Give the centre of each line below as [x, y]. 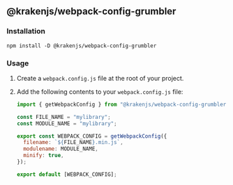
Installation [26, 31]
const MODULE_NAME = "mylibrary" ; [67, 123]
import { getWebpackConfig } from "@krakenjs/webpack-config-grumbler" [123, 104]
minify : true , [44, 156]
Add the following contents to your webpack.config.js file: [100, 91]
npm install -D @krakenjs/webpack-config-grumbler [82, 46]
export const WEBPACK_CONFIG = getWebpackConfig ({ [92, 136]
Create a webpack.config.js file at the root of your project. [100, 78]
